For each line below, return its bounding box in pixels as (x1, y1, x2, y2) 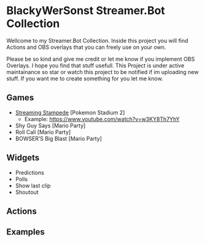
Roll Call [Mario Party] (15, 128, 71, 135)
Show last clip (15, 182, 51, 189)
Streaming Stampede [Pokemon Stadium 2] (15, 108, 125, 116)
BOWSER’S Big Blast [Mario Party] (15, 135, 102, 142)
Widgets (6, 152, 40, 163)
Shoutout (15, 188, 39, 196)
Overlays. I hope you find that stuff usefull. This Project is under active (6, 62, 185, 69)
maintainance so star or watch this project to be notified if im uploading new (6, 68, 199, 75)
